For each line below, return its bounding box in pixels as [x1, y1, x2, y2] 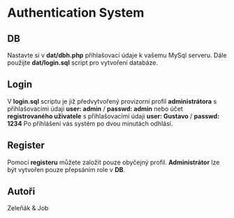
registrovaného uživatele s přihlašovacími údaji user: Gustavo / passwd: [7, 111, 220, 120]
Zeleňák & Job [7, 204, 49, 212]
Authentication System [7, 5, 145, 21]
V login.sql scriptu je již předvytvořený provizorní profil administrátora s [7, 97, 217, 105]
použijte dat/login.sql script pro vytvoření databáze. [7, 59, 159, 67]
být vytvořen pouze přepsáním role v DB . [7, 165, 126, 173]
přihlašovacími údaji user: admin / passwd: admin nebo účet [7, 104, 184, 113]
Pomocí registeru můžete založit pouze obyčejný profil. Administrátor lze [7, 158, 220, 166]
